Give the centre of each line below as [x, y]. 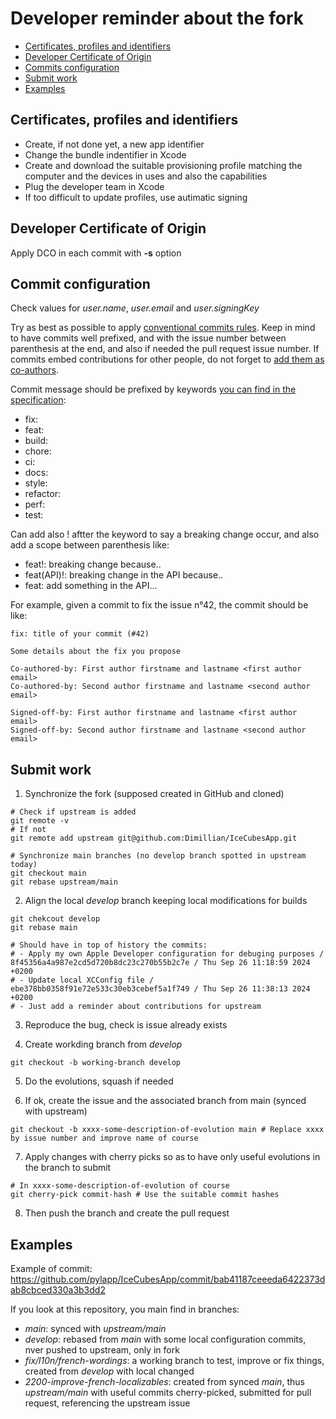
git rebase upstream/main [64, 882]
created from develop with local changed [109, 1371]
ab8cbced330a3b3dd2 [58, 1290]
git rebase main [44, 928]
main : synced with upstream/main [95, 1328]
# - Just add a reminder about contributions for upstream [136, 1007]
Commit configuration [80, 283]
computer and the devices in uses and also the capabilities [146, 176]
